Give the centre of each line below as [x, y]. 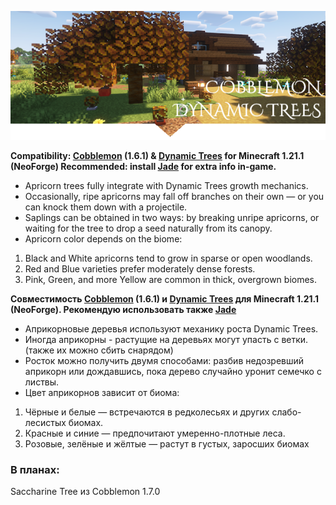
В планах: [35, 469]
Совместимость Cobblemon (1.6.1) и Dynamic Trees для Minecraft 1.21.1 [164, 298]
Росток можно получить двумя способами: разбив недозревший [164, 360]
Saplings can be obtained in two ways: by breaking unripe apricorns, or [172, 217]
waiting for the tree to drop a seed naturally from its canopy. [148, 228]
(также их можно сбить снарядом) [99, 350]
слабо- [286, 412]
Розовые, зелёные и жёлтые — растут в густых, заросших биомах [167, 443]
